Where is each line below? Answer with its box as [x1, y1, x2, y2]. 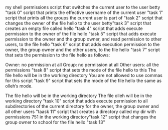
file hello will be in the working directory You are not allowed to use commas [5, 72, 163, 78]
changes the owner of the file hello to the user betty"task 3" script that [5, 20, 151, 26]
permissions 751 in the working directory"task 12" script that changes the [5, 114, 156, 119]
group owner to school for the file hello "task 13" [5, 119, 105, 125]
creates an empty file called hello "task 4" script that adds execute [5, 25, 143, 31]
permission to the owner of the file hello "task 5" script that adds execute [5, 31, 156, 36]
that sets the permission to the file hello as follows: [5, 52, 110, 58]
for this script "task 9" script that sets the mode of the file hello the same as [5, 77, 162, 83]
